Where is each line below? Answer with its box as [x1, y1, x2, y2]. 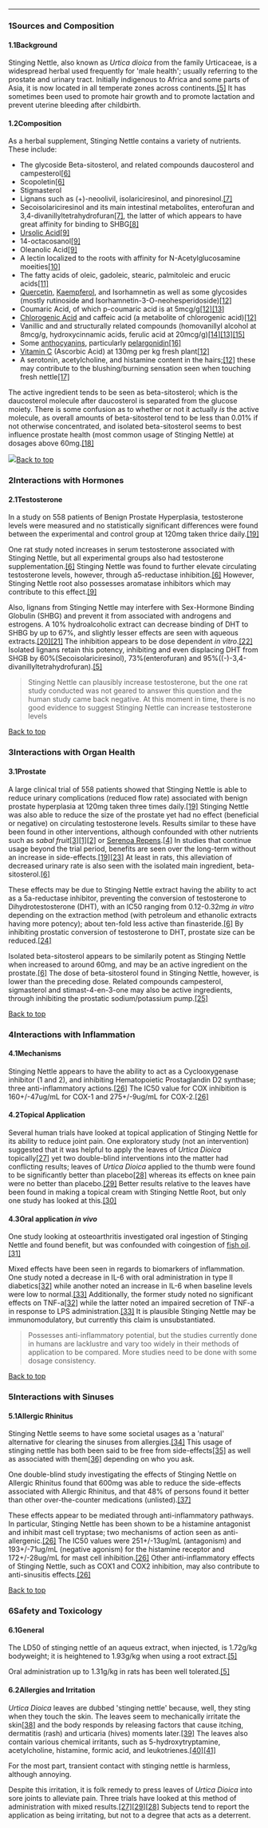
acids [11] [19, 279, 49, 288]
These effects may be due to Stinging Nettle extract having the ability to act [8, 884, 257, 894]
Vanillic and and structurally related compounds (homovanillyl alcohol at [19, 321, 257, 331]
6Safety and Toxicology [8, 1605, 103, 1616]
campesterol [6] [19, 168, 71, 178]
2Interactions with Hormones [8, 475, 124, 486]
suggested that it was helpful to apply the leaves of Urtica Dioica [8, 1145, 222, 1154]
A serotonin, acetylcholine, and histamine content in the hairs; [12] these [19, 355, 256, 365]
